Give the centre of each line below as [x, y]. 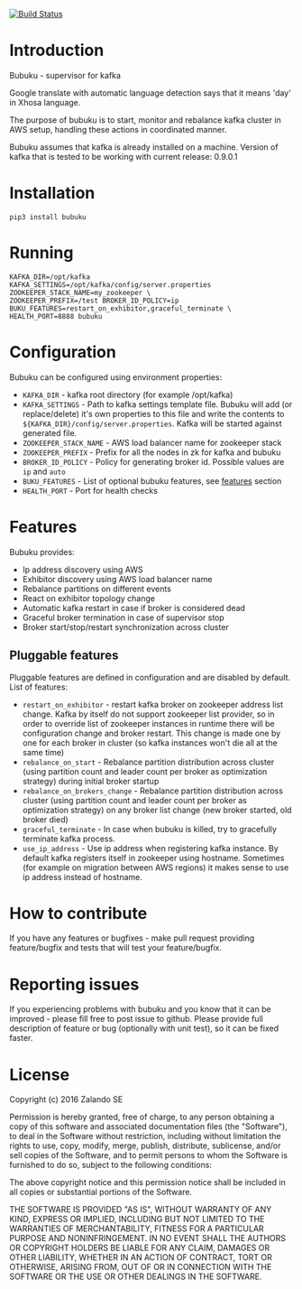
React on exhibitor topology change [89, 598]
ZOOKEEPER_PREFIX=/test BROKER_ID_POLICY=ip [94, 301]
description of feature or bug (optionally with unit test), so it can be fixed [144, 1028]
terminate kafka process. [69, 839]
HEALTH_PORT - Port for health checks [90, 490]
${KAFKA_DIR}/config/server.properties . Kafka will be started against [152, 423]
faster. [21, 1038]
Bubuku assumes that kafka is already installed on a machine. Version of [144, 147]
